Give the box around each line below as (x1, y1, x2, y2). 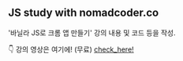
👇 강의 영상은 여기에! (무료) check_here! (8, 45, 134, 54)
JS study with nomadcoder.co (8, 6, 159, 20)
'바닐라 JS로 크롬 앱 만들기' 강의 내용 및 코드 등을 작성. (8, 27, 176, 38)
